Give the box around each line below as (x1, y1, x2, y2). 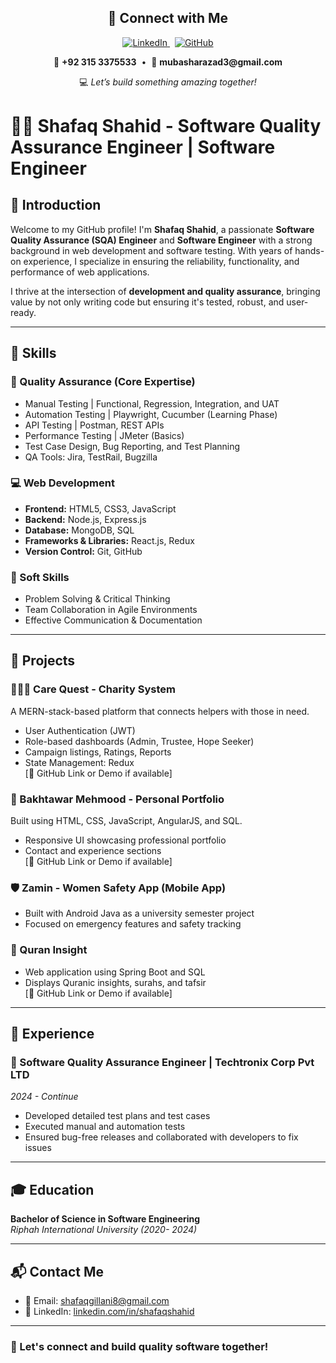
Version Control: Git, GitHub (24, 545, 143, 557)
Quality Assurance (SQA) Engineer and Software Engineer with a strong (10, 234, 313, 246)
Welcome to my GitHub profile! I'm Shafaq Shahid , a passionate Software (10, 223, 315, 235)
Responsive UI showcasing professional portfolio (24, 834, 227, 846)
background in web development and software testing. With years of (10, 244, 293, 256)
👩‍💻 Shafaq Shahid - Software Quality (10, 115, 322, 137)
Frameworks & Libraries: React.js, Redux (24, 534, 195, 546)
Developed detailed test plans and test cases (24, 1110, 211, 1122)
